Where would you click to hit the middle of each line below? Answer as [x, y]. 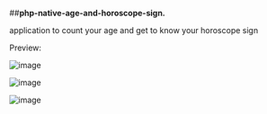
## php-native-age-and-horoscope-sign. [88, 13]
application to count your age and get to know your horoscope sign [134, 30]
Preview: [26, 48]
